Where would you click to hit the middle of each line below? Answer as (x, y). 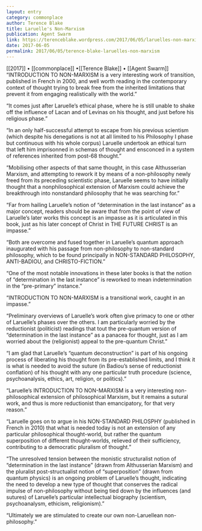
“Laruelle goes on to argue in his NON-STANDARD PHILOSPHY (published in (101, 421)
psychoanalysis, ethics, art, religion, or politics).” (66, 378)
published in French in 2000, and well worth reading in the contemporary (97, 81)
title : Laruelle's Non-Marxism (45, 29)
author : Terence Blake (35, 23)
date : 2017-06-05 (28, 46)
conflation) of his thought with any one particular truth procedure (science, (99, 372)
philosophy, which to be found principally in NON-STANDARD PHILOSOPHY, (101, 255)
